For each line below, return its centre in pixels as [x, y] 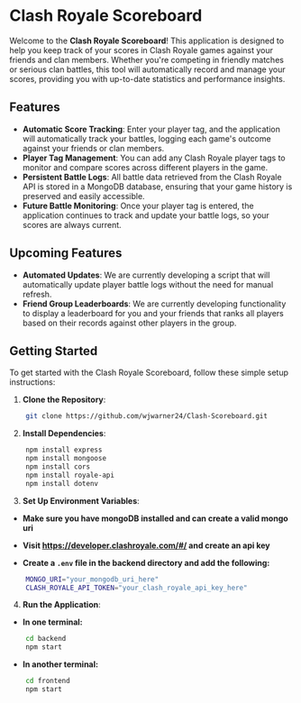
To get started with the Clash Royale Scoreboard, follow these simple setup [149, 373]
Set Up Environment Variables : [81, 500]
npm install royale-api [70, 475]
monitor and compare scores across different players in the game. [145, 167]
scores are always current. [72, 224]
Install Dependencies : [64, 434]
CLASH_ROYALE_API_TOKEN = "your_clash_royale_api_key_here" [137, 588]
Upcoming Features [66, 253]
